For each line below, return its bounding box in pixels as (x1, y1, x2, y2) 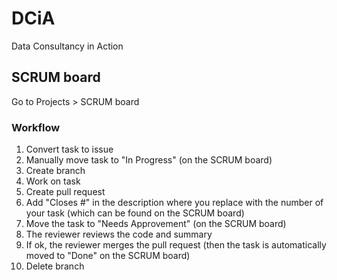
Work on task (25, 175, 81, 187)
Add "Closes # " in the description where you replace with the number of (25, 197, 324, 209)
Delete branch (25, 260, 85, 272)
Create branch (25, 165, 86, 177)
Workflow (11, 120, 61, 134)
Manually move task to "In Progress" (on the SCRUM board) (25, 154, 273, 166)
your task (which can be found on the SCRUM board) (25, 207, 245, 219)
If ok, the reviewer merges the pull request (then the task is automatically (25, 239, 327, 251)
